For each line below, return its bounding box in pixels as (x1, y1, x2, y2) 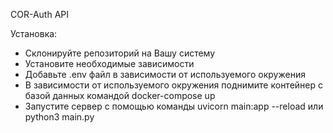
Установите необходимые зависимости (24, 58, 195, 69)
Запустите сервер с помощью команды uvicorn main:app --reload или (24, 100, 324, 112)
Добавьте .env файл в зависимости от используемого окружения (24, 69, 306, 80)
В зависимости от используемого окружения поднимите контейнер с (24, 79, 324, 91)
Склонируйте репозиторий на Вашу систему (24, 47, 216, 59)
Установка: (10, 28, 58, 39)
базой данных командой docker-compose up (24, 90, 216, 101)
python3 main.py (24, 111, 95, 123)
